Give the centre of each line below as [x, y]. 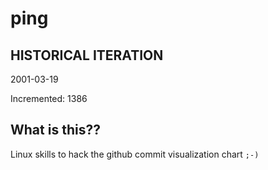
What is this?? [55, 130]
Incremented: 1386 [49, 98]
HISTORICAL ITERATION [87, 55]
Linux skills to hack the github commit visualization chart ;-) [135, 154]
